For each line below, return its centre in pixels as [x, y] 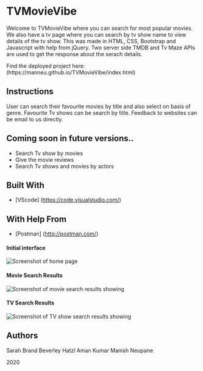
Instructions [30, 92]
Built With [25, 185]
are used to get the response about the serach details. [74, 54]
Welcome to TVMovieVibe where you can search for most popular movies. [100, 28]
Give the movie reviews [45, 159]
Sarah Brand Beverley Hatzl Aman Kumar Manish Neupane [80, 350]
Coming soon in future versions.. [70, 139]
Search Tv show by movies [49, 153]
